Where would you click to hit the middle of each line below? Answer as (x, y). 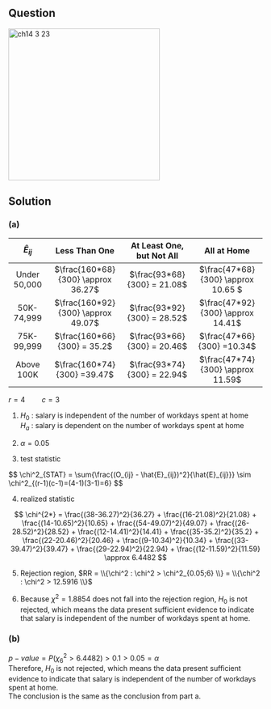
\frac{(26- (233, 523)
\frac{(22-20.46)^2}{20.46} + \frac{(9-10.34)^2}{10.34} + (118, 541)
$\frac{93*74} (157, 364)
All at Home (227, 250)
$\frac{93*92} (157, 308)
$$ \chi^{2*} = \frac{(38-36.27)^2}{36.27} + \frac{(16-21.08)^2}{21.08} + (135, 515)
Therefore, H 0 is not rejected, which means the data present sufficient (125, 669)
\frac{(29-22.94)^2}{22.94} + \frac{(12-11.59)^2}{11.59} (168, 549)
